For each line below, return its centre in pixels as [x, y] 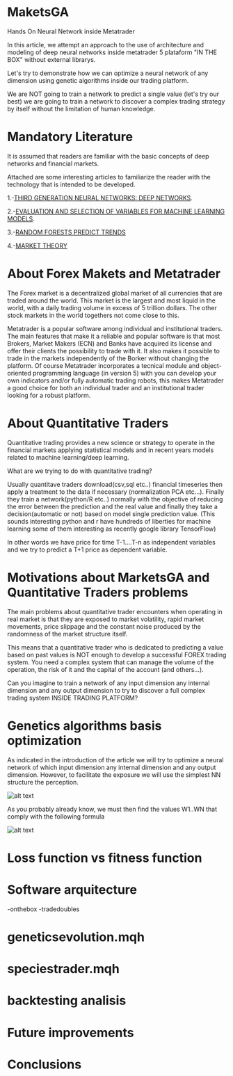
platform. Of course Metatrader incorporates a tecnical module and [103, 365]
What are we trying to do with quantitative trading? [80, 471]
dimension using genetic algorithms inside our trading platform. [98, 80]
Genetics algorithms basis [85, 726]
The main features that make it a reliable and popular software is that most [114, 336]
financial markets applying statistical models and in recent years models [111, 450]
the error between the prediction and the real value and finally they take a [112, 506]
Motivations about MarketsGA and [109, 577]
